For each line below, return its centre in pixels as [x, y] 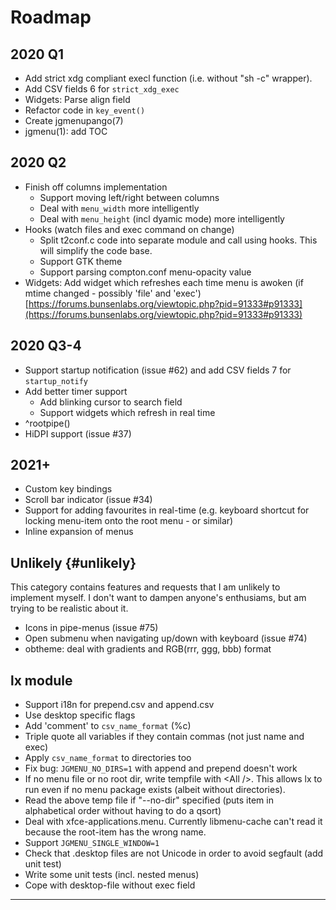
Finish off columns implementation [96, 187]
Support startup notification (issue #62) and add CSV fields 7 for [158, 370]
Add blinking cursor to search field [111, 402]
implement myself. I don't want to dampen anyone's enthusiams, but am [158, 598]
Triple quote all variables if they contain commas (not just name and [164, 737]
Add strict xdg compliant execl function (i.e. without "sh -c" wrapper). [168, 78]
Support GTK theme [81, 261]
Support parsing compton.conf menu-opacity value [145, 272]
